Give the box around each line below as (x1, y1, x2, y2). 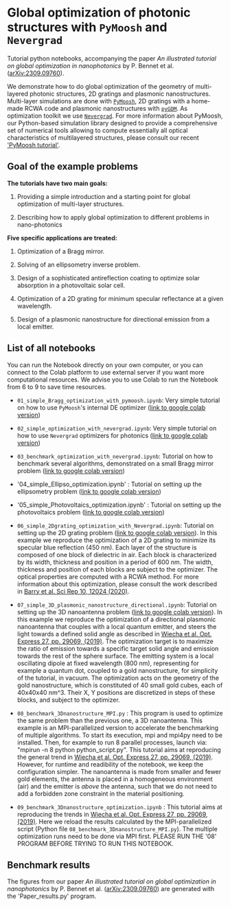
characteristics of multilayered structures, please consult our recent (7, 133, 199, 142)
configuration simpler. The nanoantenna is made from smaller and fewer (16, 767, 222, 775)
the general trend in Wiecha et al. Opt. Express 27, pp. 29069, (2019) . (16, 753, 214, 761)
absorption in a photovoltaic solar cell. (16, 281, 126, 289)
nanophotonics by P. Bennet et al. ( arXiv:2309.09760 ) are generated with (7, 885, 215, 893)
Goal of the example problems (7, 160, 139, 173)
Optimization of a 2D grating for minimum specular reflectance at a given (16, 294, 224, 302)
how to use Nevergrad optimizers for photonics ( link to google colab (16, 431, 208, 439)
